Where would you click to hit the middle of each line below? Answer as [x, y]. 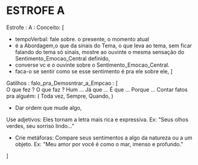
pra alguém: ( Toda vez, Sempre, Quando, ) [60, 96]
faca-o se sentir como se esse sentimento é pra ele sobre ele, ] [94, 71]
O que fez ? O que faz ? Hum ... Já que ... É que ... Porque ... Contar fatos [97, 89]
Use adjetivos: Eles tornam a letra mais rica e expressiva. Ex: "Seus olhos [97, 120]
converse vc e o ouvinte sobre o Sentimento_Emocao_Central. [92, 65]
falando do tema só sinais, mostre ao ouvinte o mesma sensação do [100, 52]
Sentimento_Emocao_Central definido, [62, 58]
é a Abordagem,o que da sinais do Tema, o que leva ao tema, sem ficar [103, 45]
